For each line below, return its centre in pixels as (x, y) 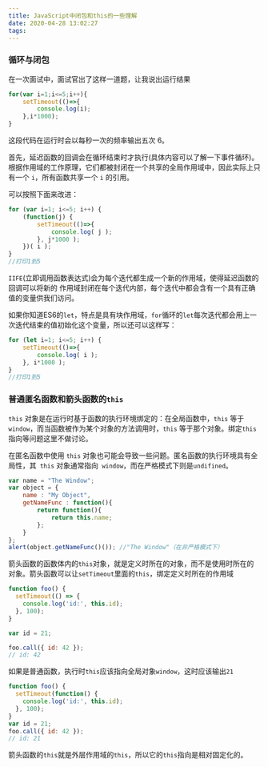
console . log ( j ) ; (82, 232)
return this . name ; (82, 517)
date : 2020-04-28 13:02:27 (53, 23)
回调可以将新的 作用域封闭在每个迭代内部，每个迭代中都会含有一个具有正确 (132, 288)
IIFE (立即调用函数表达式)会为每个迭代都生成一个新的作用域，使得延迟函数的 (134, 278)
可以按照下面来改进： (43, 195)
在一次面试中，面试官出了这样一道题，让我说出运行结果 (99, 79)
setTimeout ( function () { (57, 694)
